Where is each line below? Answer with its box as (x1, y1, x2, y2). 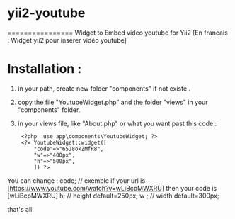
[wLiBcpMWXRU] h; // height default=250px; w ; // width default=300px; (7, 191, 219, 200)
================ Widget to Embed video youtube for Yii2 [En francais (7, 28, 228, 37)
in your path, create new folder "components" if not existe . (17, 84, 191, 93)
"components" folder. (17, 105, 81, 114)
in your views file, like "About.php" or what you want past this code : (17, 119, 217, 128)
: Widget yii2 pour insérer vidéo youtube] (7, 35, 127, 44)
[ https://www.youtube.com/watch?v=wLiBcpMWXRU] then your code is (7, 184, 217, 192)
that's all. (7, 205, 34, 213)
